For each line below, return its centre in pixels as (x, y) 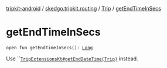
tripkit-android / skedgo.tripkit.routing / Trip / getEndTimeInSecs (83, 8)
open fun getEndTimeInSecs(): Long (50, 47)
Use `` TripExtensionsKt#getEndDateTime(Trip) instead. (72, 59)
